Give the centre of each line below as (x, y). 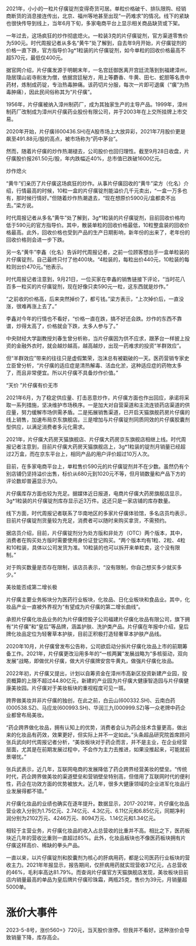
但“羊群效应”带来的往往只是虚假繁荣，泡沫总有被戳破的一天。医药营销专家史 (98, 358)
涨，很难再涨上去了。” (32, 306)
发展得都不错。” (29, 791)
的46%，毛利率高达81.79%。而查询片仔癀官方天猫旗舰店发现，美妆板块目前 (97, 872)
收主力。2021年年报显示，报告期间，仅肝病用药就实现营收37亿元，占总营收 (97, 865)
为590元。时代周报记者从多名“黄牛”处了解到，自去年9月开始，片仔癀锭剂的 (96, 43)
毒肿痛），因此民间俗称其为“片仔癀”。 (50, 92)
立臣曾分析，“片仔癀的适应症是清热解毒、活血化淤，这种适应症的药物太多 (94, 365)
